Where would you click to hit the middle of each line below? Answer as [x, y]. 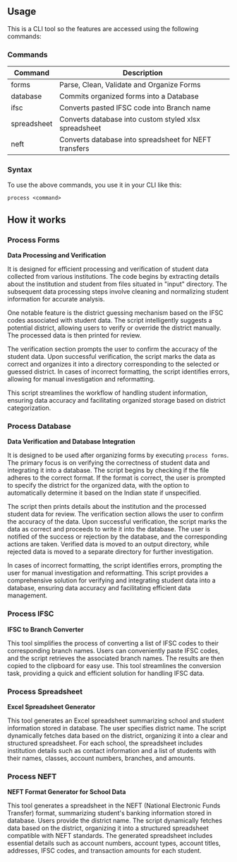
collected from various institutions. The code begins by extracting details [114, 277]
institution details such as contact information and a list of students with [112, 750]
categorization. [29, 408]
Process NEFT [32, 776]
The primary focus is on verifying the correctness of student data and [109, 463]
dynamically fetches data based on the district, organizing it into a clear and [117, 735]
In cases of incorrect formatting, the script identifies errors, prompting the [115, 565]
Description [143, 73]
